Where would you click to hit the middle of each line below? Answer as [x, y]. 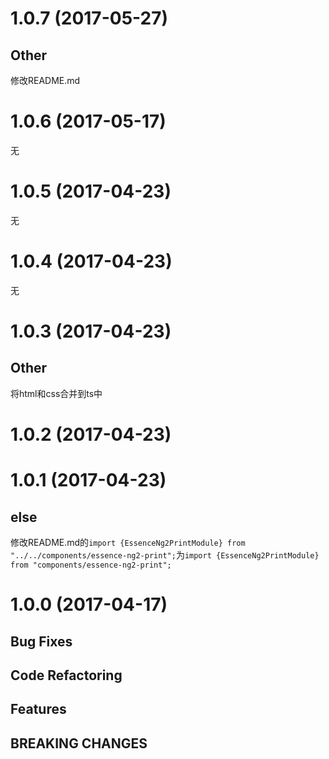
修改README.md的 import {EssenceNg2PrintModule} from [128, 542]
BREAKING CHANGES [79, 743]
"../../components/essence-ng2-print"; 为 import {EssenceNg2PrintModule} [165, 555]
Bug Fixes [41, 641]
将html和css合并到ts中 [56, 393]
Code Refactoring [66, 675]
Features [38, 709]
